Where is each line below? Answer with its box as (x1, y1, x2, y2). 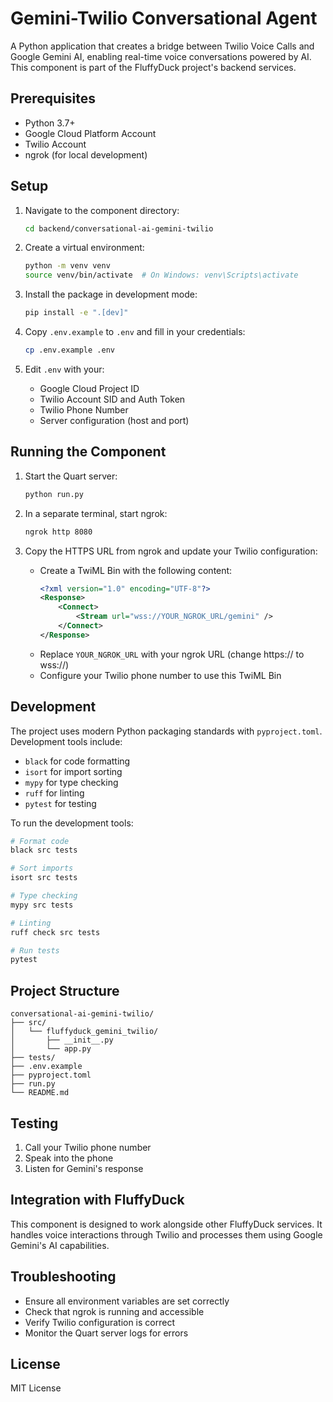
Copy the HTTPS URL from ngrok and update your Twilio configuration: (24, 545, 318, 557)
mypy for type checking (24, 776, 119, 788)
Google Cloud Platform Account (24, 127, 157, 139)
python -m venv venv (24, 261, 111, 271)
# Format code (10, 836, 70, 846)
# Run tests (10, 945, 60, 956)
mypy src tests (10, 900, 74, 910)
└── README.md (10, 1088, 70, 1098)
